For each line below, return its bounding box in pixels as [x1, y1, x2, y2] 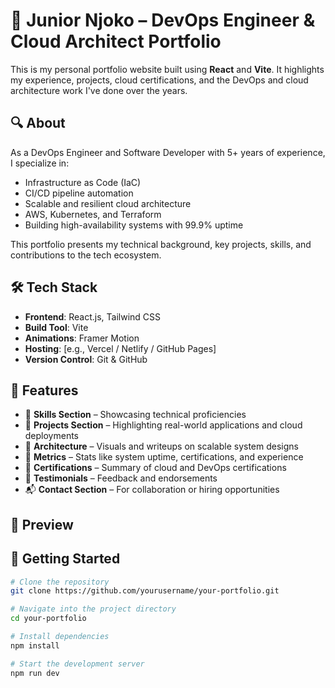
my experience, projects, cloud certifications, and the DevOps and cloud [10, 74, 309, 86]
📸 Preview [10, 516, 74, 533]
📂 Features [10, 382, 79, 399]
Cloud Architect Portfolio [10, 30, 222, 53]
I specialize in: [10, 157, 70, 169]
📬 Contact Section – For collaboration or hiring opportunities [24, 484, 280, 496]
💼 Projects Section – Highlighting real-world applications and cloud [24, 419, 303, 431]
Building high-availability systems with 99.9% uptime [24, 219, 244, 231]
